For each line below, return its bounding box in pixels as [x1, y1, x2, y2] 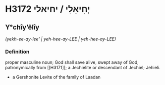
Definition [5, 48, 30, 55]
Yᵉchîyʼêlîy [5, 23, 40, 31]
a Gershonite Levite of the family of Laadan [12, 74, 101, 80]
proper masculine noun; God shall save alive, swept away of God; [5, 59, 139, 65]
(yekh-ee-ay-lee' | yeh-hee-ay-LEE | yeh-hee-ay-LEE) [5, 36, 116, 42]
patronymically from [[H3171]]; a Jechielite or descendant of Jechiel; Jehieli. [5, 65, 161, 71]
